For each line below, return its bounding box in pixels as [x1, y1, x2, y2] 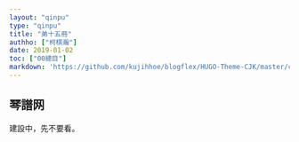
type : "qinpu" [9, 21, 62, 30]
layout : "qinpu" [9, 12, 69, 22]
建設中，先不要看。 [9, 122, 80, 133]
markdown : [9, 63, 46, 72]
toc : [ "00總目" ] [9, 54, 67, 63]
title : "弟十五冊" [9, 29, 73, 38]
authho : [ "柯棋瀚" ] [9, 37, 77, 47]
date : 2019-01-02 [9, 46, 74, 55]
